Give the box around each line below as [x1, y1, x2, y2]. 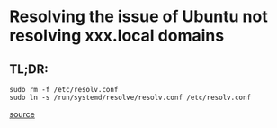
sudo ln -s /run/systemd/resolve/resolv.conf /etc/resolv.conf [9, 93, 252, 102]
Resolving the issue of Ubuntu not [9, 6, 268, 27]
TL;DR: [9, 61, 49, 77]
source [9, 109, 36, 119]
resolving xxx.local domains [9, 25, 225, 46]
